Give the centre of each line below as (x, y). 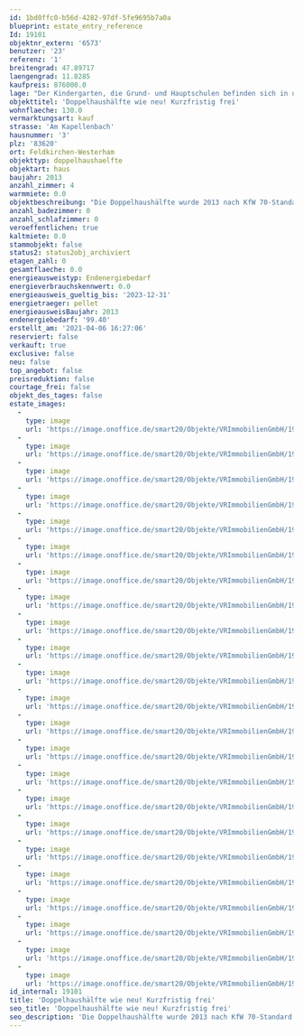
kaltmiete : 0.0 (38, 236)
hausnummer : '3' (40, 135)
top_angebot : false (46, 370)
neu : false (30, 362)
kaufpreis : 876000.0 (48, 85)
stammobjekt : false (46, 245)
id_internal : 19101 (46, 992)
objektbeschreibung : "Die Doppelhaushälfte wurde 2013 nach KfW (133, 203)
